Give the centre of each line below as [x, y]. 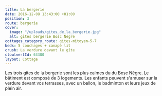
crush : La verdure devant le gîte [40, 50]
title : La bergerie [25, 9]
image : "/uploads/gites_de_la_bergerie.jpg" [55, 32]
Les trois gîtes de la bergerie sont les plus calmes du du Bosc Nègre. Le [77, 73]
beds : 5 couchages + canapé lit [38, 46]
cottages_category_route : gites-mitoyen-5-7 [51, 41]
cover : [12, 28]
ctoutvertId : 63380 [25, 55]
